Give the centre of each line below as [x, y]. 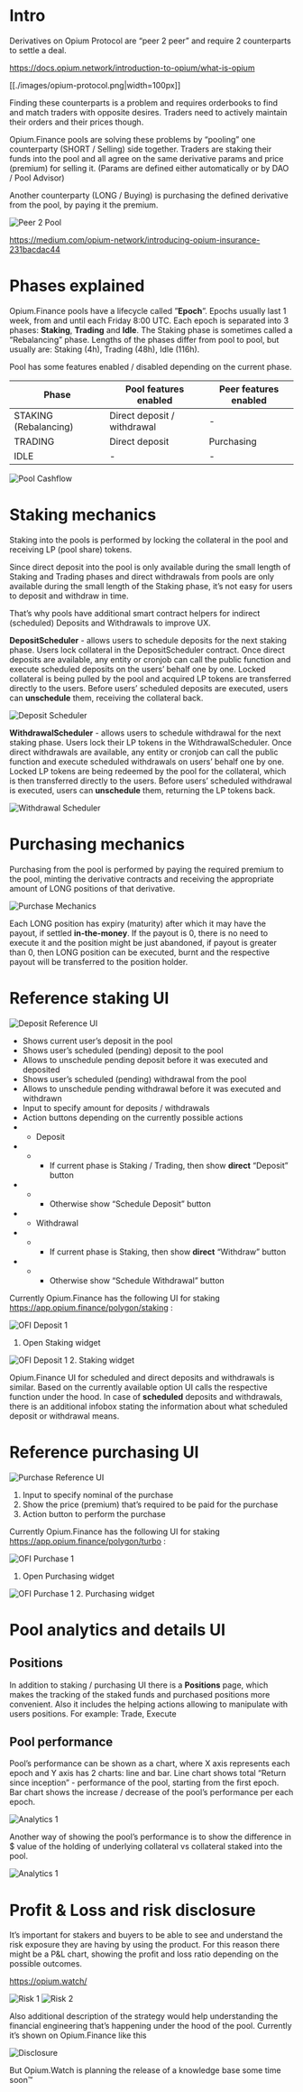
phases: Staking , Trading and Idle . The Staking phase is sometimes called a [151, 329]
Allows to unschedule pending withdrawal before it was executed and [151, 1088]
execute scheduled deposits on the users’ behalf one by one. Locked [138, 669]
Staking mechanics [83, 515]
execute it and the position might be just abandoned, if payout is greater [143, 942]
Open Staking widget [61, 1342]
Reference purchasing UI [104, 1452]
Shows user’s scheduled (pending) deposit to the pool [123, 1050]
